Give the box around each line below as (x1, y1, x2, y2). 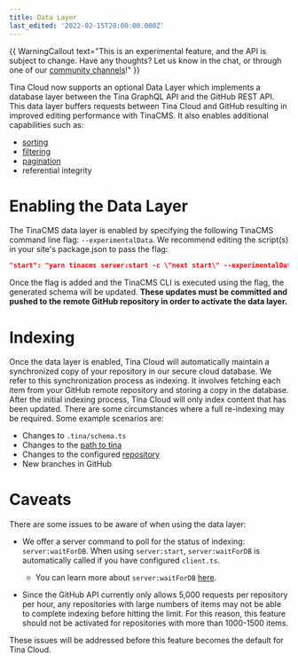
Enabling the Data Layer (9, 196, 189, 216)
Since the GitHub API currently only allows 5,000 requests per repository (21, 589, 288, 600)
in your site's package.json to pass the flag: (9, 244, 169, 255)
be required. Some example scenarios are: (9, 414, 164, 424)
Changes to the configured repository (21, 449, 161, 460)
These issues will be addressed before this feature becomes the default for (9, 635, 284, 646)
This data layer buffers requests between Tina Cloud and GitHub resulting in (9, 100, 288, 111)
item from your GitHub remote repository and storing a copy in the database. (9, 385, 289, 396)
